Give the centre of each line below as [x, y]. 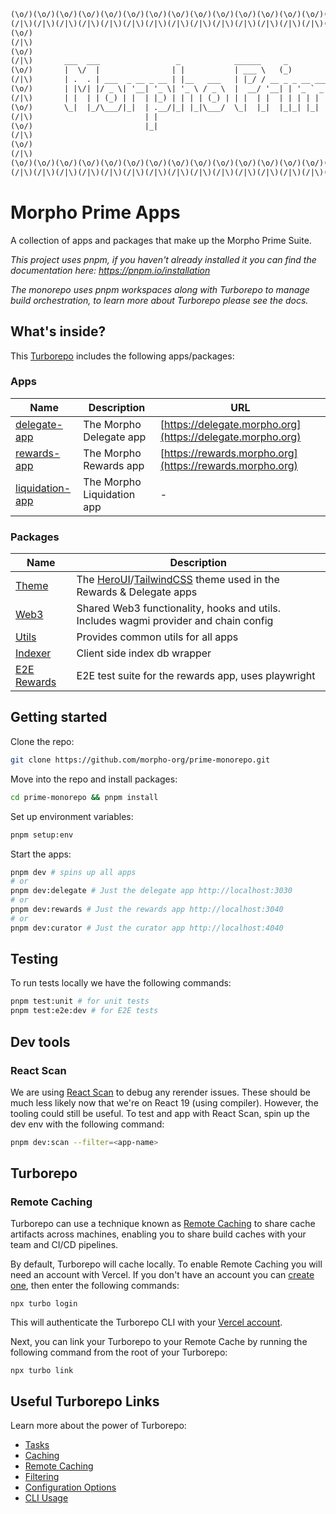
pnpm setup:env [42, 835]
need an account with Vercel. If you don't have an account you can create [162, 1275]
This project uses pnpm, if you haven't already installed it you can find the [163, 259]
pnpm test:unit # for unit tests [80, 1001]
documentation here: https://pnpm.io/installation [110, 270]
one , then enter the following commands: [95, 1286]
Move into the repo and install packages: [94, 779]
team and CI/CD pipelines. [64, 1245]
